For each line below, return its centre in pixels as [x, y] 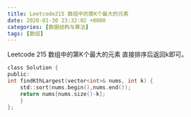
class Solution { [33, 68]
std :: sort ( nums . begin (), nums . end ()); [76, 87]
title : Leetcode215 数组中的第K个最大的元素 [68, 14]
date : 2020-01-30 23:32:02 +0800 [57, 20]
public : [19, 75]
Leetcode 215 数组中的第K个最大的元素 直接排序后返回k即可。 [98, 54]
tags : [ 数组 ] [25, 33]
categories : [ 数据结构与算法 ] [48, 27]
